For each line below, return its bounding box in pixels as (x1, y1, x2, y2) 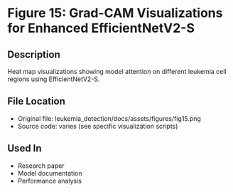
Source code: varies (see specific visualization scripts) (17, 122, 178, 130)
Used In (7, 142, 42, 154)
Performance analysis (17, 176, 82, 185)
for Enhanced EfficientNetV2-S (7, 20, 195, 36)
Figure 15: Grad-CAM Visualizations (7, 5, 223, 21)
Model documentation (17, 169, 82, 177)
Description (7, 48, 60, 60)
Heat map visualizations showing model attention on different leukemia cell (7, 68, 227, 75)
